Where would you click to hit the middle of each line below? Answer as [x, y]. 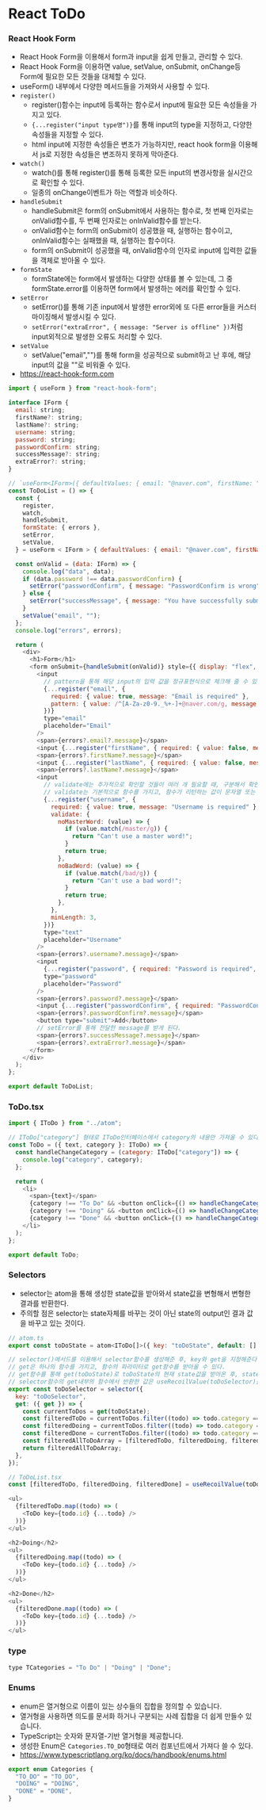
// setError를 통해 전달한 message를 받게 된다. [109, 1028]
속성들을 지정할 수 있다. [68, 135]
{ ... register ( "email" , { [84, 689]
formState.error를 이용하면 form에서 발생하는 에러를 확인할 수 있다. [136, 289]
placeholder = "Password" [83, 984]
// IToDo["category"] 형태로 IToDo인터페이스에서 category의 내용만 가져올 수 [126, 1138]
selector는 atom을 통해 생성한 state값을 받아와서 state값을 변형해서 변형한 [135, 1293]
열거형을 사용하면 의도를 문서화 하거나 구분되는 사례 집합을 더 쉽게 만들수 [131, 1716]
